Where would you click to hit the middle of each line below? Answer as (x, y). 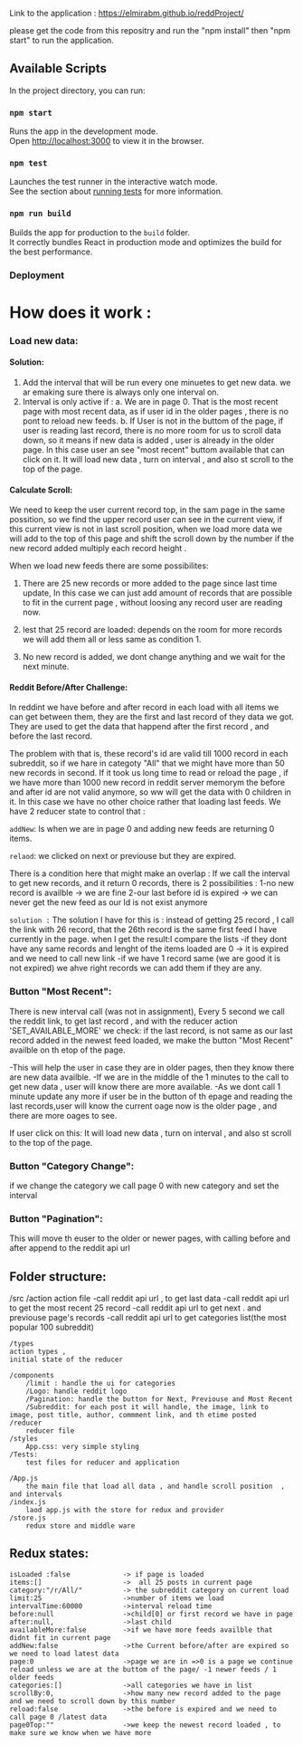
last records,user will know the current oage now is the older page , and (143, 1106)
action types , (38, 1352)
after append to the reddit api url (70, 1248)
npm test (28, 163)
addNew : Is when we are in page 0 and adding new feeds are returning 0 (142, 829)
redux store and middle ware (80, 1526)
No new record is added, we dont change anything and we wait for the (154, 657)
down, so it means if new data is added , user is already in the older (148, 440)
